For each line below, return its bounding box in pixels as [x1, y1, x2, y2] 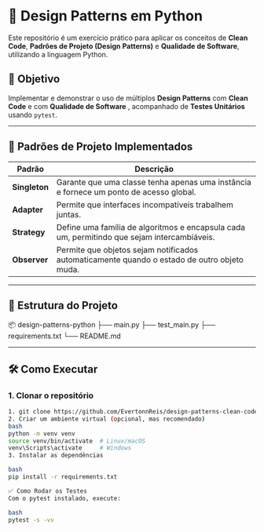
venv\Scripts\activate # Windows [8, 444, 132, 452]
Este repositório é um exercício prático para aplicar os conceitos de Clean [8, 33, 248, 42]
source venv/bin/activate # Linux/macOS [8, 437, 146, 445]
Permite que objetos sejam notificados [56, 244, 199, 255]
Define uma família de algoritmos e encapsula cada [56, 221, 246, 232]
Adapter [12, 204, 43, 215]
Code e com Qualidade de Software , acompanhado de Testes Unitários [8, 101, 245, 111]
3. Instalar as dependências [8, 451, 104, 460]
